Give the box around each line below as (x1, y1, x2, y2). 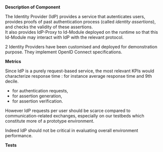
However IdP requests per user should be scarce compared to (5, 108, 131, 113)
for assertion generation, (12, 93, 63, 99)
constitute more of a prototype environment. (5, 118, 94, 124)
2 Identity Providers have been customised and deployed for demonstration (5, 44, 158, 49)
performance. (5, 133, 33, 138)
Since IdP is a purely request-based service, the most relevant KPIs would (5, 68, 154, 74)
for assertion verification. (12, 98, 63, 104)
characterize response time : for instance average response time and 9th (5, 73, 152, 79)
